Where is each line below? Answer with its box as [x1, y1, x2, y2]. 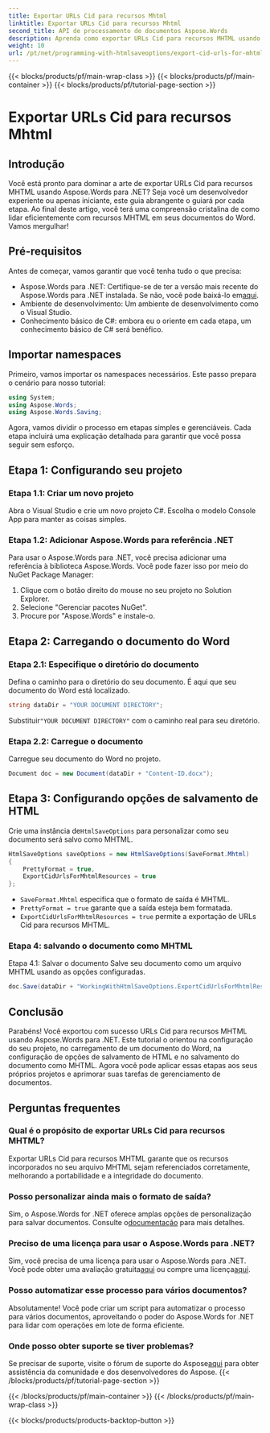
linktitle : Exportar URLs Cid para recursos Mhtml [8, 19, 182, 27]
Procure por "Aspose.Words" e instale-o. [19, 611, 155, 621]
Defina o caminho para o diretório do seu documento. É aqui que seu [8, 677, 237, 686]
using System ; [8, 393, 56, 401]
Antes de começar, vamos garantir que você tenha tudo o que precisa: [8, 266, 242, 275]
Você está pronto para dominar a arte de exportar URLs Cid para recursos [8, 179, 253, 188]
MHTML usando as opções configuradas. [8, 967, 146, 977]
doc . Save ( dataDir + [8, 983, 74, 991]
